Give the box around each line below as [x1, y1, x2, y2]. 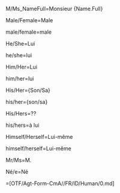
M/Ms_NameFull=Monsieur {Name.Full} [5, 5, 103, 12]
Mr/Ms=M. [5, 156, 32, 164]
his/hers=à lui [5, 121, 40, 129]
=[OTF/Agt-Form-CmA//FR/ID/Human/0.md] [5, 180, 115, 187]
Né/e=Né [5, 168, 28, 175]
